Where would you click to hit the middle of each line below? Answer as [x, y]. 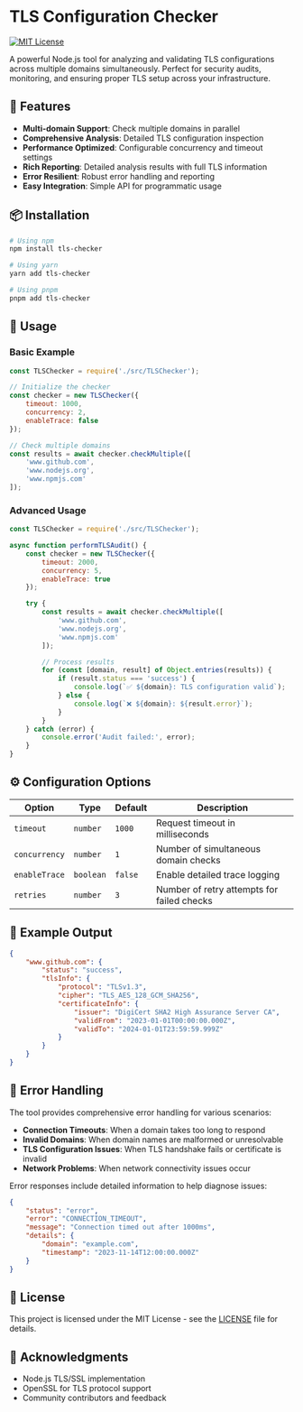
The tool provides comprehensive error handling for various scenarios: [141, 1112]
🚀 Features [40, 107]
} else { [74, 696]
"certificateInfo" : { [98, 1003]
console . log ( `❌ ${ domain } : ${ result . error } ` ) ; [163, 704]
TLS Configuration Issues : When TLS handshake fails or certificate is [152, 1149]
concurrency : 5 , [72, 570]
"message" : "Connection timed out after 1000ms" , [121, 1227]
